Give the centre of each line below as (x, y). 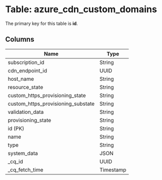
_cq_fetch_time (26, 170)
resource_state (26, 87)
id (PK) (16, 128)
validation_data (26, 112)
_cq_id (15, 161)
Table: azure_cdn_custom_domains (81, 9)
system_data (23, 153)
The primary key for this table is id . (42, 23)
